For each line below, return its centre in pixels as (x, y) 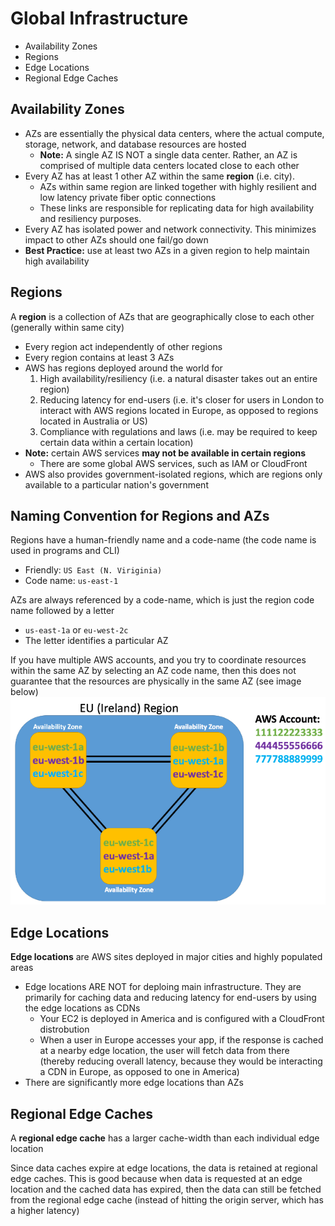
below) (24, 692)
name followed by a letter (62, 611)
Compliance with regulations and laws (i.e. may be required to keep (178, 431)
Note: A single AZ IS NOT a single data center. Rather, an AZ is (168, 154)
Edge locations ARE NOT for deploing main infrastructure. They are (163, 987)
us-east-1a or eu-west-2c (76, 630)
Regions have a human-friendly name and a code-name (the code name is (163, 540)
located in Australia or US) (93, 421)
